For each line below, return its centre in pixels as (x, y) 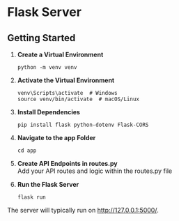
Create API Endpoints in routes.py (68, 163)
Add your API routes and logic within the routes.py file (95, 171)
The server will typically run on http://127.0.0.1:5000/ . (83, 210)
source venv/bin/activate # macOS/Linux (78, 99)
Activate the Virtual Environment (66, 80)
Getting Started (41, 38)
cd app (27, 151)
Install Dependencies (48, 112)
